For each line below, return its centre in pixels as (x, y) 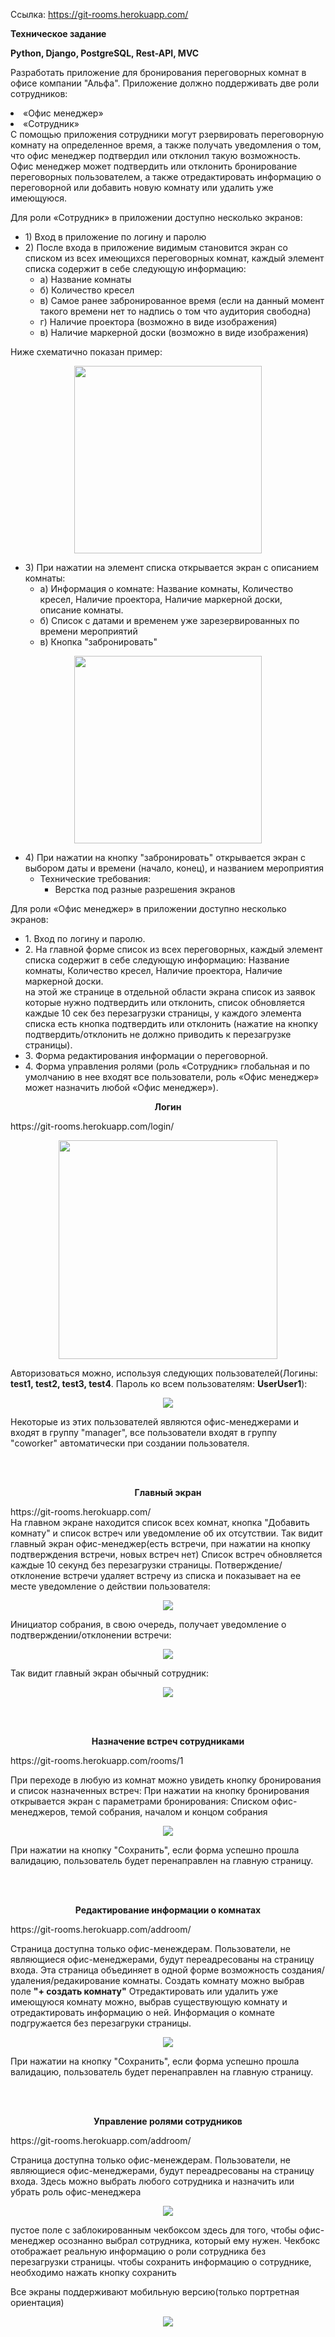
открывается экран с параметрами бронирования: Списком (140, 1801)
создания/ (303, 1970)
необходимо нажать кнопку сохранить (93, 2272)
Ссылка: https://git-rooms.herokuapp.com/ (99, 14)
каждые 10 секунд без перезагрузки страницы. (111, 1565)
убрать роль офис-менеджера (76, 2192)
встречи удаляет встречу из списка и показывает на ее (182, 1575)
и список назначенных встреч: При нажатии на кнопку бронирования (160, 1790)
